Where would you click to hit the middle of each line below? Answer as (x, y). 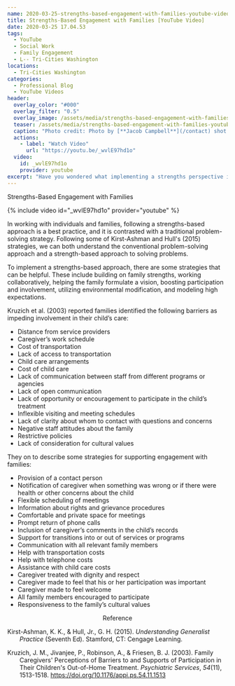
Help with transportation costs (61, 552)
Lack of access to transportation (64, 354)
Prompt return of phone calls (59, 522)
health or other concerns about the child (76, 493)
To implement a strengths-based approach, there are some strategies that (114, 267)
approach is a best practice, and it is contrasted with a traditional (101, 231)
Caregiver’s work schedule (56, 339)
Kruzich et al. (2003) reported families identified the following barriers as (112, 310)
